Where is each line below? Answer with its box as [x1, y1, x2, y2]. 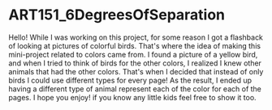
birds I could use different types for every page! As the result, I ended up [8, 75, 253, 85]
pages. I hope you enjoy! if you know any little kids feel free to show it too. [8, 92, 257, 102]
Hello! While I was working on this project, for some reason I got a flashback [8, 32, 264, 42]
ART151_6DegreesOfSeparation [8, 6, 226, 24]
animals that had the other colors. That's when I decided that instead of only [8, 66, 264, 76]
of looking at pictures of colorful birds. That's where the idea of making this [8, 40, 261, 50]
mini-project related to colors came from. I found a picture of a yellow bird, [8, 49, 258, 59]
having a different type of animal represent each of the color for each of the [8, 83, 262, 94]
